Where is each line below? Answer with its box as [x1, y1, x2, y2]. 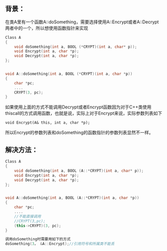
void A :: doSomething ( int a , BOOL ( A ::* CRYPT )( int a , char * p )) [5, 195, 140, 200]
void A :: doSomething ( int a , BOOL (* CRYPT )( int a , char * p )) [5, 72, 133, 77]
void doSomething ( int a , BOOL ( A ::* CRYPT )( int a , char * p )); [14, 168, 144, 173]
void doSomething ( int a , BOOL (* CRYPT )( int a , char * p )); [14, 44, 137, 49]
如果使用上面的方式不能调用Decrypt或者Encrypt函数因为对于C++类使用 [5, 104, 152, 110]
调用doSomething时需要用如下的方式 [5, 237, 71, 242]
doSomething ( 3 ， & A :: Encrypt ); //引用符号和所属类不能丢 [5, 242, 115, 247]
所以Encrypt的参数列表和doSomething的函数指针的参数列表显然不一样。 [5, 130, 154, 136]
